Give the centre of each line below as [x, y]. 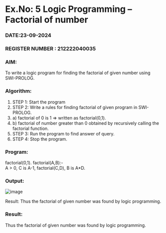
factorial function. [30, 128]
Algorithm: [18, 91]
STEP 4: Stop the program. [40, 139]
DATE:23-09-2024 [28, 35]
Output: [15, 181]
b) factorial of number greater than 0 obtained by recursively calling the [85, 123]
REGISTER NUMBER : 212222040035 [50, 49]
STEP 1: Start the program [39, 102]
